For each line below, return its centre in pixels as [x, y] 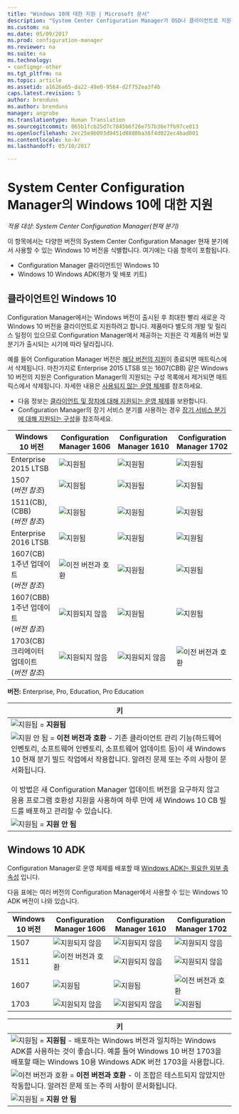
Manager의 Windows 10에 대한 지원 [110, 205]
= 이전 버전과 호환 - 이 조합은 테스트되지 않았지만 [147, 1075]
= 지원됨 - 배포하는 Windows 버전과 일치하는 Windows [128, 1040]
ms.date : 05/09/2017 [38, 34]
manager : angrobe [33, 113]
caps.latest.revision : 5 [44, 93]
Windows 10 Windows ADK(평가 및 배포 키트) [82, 274]
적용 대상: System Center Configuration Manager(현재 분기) [93, 226]
